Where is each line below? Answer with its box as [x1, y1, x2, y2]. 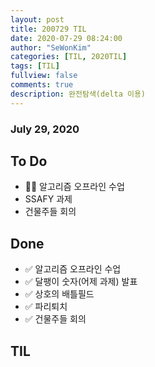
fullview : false [10, 71, 78, 81]
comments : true [10, 80, 74, 90]
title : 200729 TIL [10, 24, 87, 34]
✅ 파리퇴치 [24, 301, 68, 313]
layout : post [10, 14, 65, 25]
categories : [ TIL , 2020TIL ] [10, 52, 128, 62]
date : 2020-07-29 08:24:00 [10, 33, 123, 43]
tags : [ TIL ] [10, 61, 60, 71]
